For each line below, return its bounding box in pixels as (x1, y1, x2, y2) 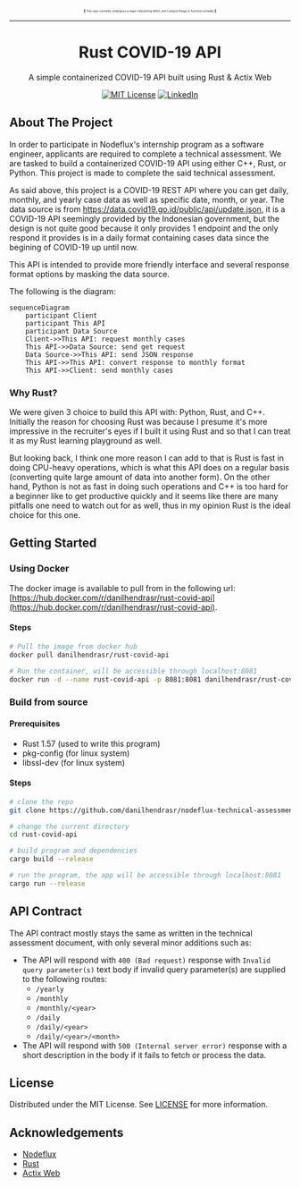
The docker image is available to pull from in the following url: (9, 582, 236, 593)
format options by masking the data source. (9, 268, 170, 279)
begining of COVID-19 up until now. (9, 242, 138, 252)
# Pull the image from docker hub (9, 641, 138, 651)
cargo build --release (9, 855, 94, 864)
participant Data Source (25, 326, 118, 335)
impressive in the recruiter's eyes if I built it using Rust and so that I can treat (9, 426, 291, 437)
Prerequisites (9, 717, 61, 729)
